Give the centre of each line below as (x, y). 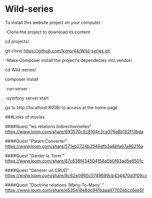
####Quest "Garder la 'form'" (35, 156)
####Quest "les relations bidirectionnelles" (48, 126)
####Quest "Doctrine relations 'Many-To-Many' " (55, 185)
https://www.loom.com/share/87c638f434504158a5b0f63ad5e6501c (74, 161)
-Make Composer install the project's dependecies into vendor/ (69, 60)
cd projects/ (17, 41)
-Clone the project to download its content (47, 32)
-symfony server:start (27, 98)
